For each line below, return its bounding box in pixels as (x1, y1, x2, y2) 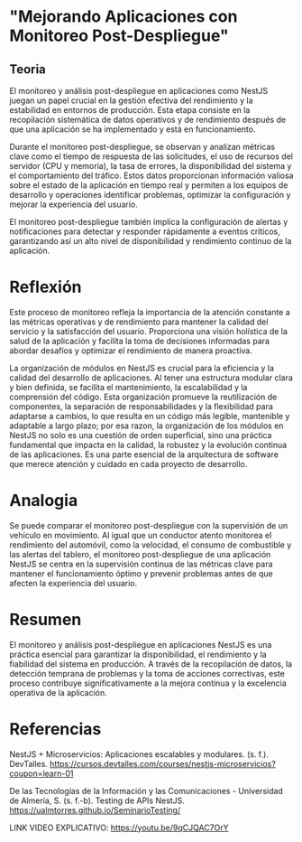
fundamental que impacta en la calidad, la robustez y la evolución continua (9, 439, 288, 450)
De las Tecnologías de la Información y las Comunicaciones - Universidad (9, 785, 284, 796)
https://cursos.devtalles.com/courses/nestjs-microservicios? (49, 758, 277, 769)
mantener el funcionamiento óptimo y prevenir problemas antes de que (9, 567, 273, 579)
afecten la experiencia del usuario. (9, 577, 138, 588)
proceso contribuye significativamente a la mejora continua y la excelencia (9, 678, 287, 688)
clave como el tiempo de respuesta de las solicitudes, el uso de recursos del (9, 151, 293, 162)
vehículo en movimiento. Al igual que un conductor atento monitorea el (9, 529, 272, 540)
